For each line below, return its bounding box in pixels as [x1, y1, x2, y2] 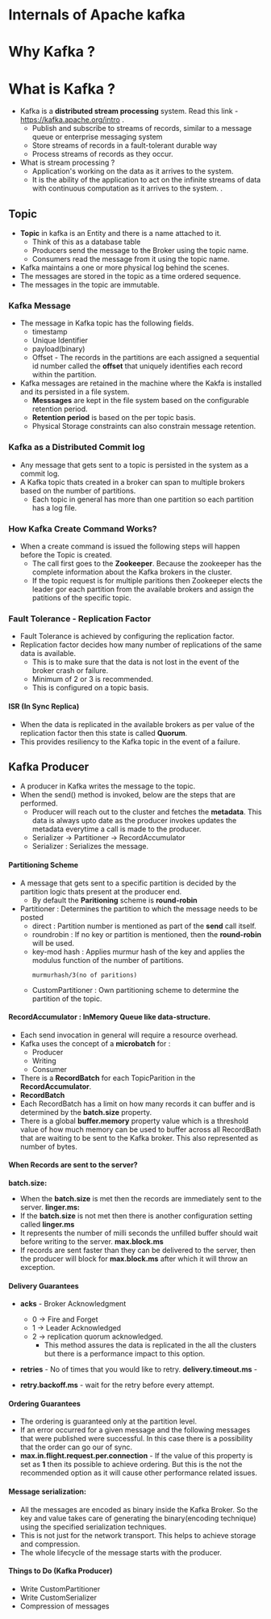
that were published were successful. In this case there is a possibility [19, 1434, 253, 1444]
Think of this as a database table [31, 237, 141, 247]
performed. [19, 798, 58, 809]
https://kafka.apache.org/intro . [19, 115, 125, 124]
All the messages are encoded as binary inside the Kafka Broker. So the [19, 1504, 258, 1514]
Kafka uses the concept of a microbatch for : [19, 1038, 171, 1048]
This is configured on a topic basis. [31, 683, 149, 692]
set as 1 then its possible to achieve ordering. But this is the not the [19, 1460, 243, 1470]
